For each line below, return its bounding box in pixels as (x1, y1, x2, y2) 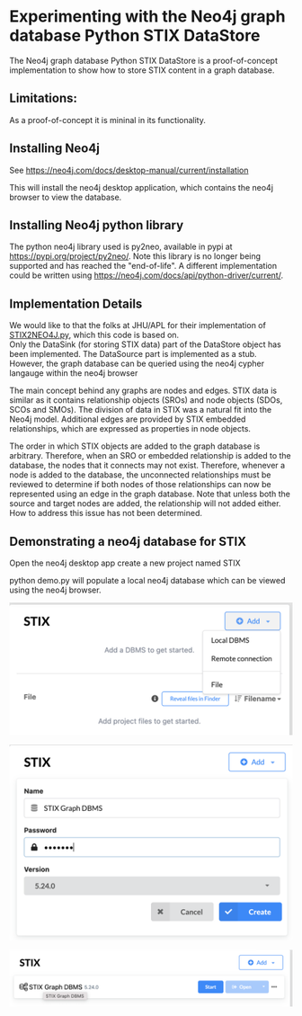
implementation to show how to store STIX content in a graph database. (9, 65, 275, 76)
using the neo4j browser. (9, 584, 102, 595)
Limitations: (9, 91, 78, 106)
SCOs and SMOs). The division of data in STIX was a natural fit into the (9, 405, 272, 415)
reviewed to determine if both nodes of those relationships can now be (9, 479, 271, 490)
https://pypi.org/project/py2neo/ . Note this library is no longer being (9, 251, 262, 262)
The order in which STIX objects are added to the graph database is (9, 441, 261, 451)
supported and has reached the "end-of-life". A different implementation (9, 261, 277, 272)
